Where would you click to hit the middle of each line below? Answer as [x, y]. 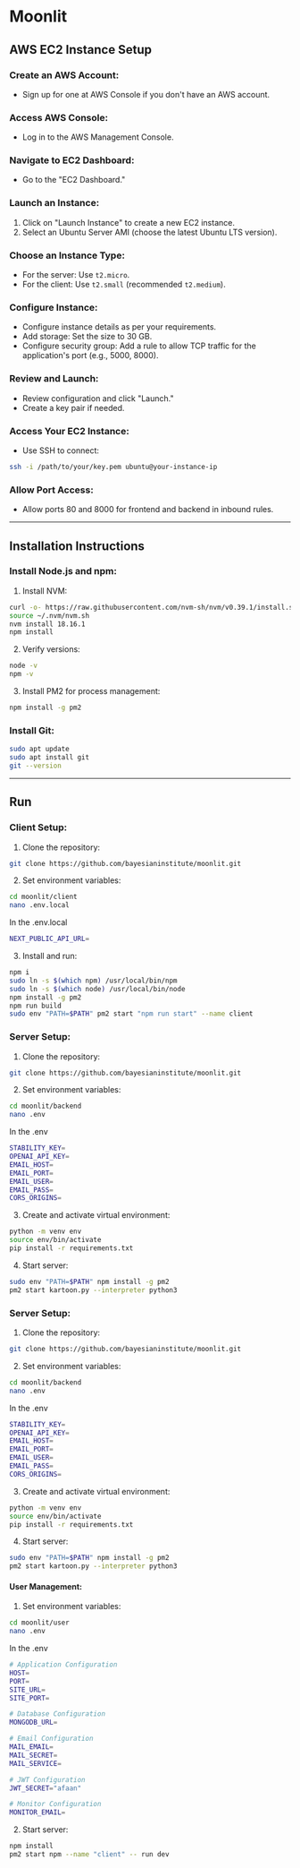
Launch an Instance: [54, 203]
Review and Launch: [54, 379]
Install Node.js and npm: [63, 571]
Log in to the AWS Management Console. [98, 137]
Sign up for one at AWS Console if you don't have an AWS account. [146, 94]
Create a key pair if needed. [73, 407]
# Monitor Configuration [55, 1804]
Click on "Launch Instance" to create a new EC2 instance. [128, 222]
